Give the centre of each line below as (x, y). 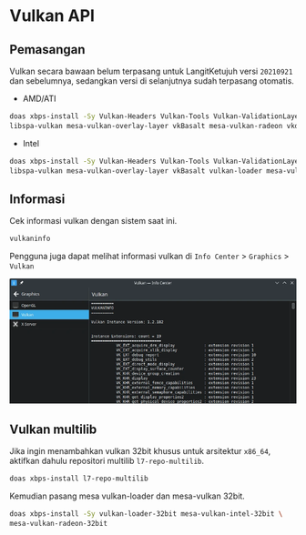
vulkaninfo (30, 239)
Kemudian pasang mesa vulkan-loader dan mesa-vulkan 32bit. (127, 496)
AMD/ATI (39, 98)
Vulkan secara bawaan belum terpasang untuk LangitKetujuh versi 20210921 (151, 71)
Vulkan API (52, 16)
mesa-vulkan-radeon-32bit (58, 523)
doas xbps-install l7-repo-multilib (79, 479)
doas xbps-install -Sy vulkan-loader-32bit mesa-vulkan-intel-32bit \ (146, 514)
